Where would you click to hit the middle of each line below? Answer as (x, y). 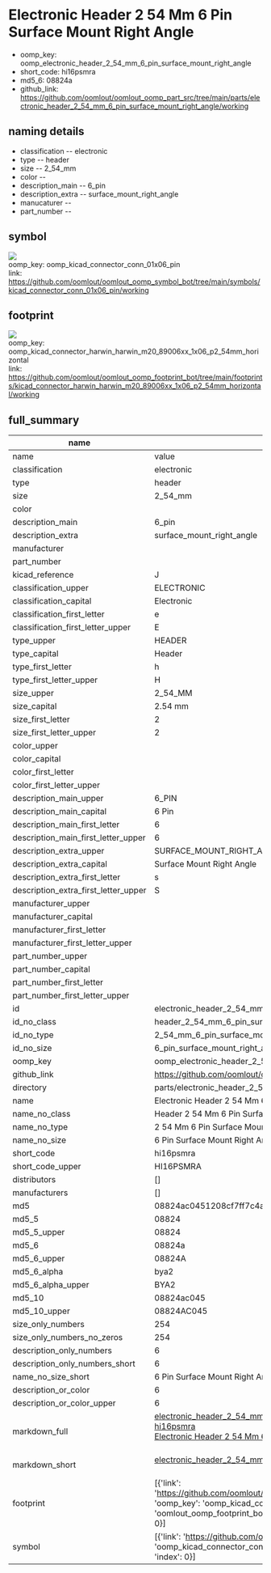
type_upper (34, 641)
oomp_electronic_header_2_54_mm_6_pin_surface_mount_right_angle (135, 63)
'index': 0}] (175, 1557)
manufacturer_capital (52, 917)
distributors (34, 1180)
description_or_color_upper (64, 1403)
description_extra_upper (58, 851)
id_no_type (33, 1035)
